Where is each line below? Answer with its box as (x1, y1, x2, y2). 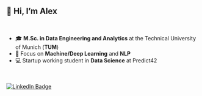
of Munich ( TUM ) (15, 43, 59, 51)
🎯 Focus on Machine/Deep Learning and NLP (15, 50, 131, 57)
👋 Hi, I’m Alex (6, 6, 58, 17)
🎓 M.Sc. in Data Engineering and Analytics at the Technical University (15, 34, 197, 42)
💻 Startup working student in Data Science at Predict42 (15, 56, 157, 64)
